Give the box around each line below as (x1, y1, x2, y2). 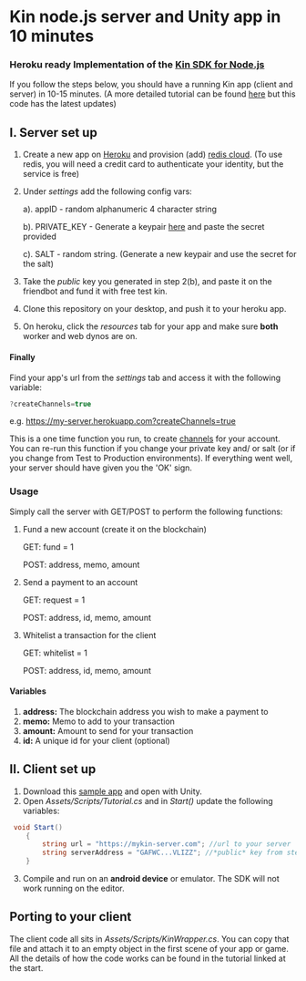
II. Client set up (9, 761, 97, 777)
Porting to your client (9, 909, 132, 924)
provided (22, 231, 57, 243)
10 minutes (9, 26, 94, 46)
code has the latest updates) (9, 98, 117, 109)
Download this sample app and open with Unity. (22, 786, 203, 797)
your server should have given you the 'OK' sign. (9, 462, 193, 473)
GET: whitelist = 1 (22, 647, 88, 658)
